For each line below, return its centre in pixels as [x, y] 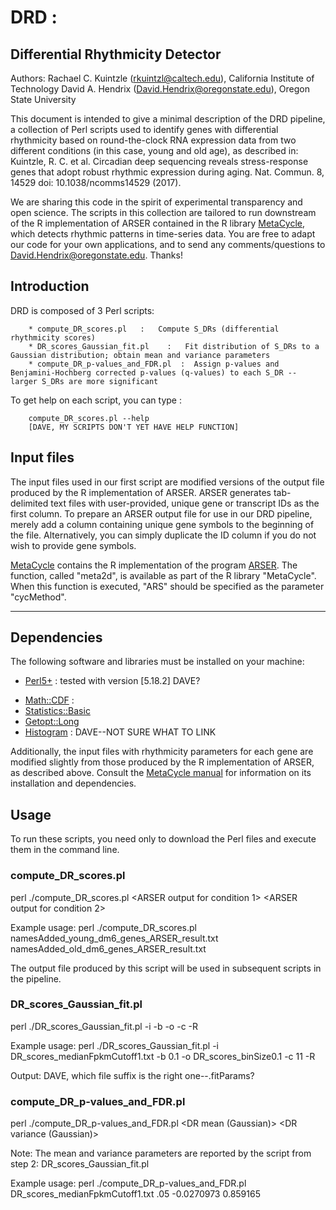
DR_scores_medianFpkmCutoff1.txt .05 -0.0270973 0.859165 [135, 1194]
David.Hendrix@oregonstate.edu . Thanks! [96, 255]
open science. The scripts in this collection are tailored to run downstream [163, 212]
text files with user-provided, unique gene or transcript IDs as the [185, 503]
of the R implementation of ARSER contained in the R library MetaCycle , [158, 223]
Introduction [50, 286]
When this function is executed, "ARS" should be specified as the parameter [167, 586]
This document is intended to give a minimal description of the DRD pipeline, [168, 119]
